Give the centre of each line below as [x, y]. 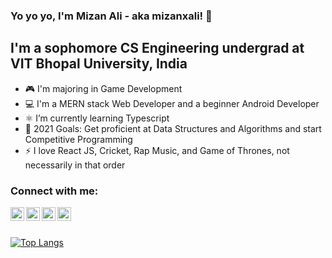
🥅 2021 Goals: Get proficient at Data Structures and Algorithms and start [173, 128]
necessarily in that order [75, 165]
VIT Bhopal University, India [99, 64]
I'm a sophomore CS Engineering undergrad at [157, 48]
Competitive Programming [78, 139]
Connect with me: [54, 191]
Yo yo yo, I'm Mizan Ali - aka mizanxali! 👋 [111, 16]
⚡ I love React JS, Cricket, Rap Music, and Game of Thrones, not [157, 150]
